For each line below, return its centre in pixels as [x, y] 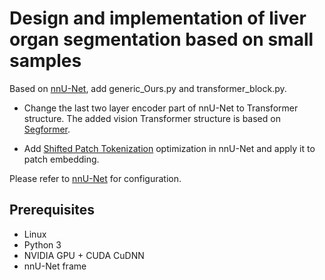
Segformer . [47, 129]
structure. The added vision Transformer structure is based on [152, 118]
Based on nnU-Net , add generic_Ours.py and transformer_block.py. [148, 88]
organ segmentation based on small [161, 39]
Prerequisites [52, 210]
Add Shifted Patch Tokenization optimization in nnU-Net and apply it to [169, 148]
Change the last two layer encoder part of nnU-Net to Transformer [161, 108]
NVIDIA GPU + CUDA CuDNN [84, 255]
